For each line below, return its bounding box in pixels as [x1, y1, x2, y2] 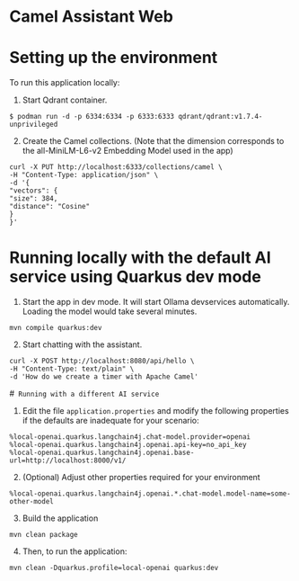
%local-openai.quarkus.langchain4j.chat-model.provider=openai [9, 433, 251, 442]
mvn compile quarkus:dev [9, 324, 102, 333]
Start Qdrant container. [22, 94, 108, 105]
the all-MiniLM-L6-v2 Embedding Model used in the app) [22, 146, 233, 156]
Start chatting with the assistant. [22, 339, 143, 350]
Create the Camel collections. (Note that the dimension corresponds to [22, 136, 285, 147]
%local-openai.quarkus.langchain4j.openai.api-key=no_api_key [9, 441, 247, 450]
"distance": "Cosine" [9, 202, 91, 211]
